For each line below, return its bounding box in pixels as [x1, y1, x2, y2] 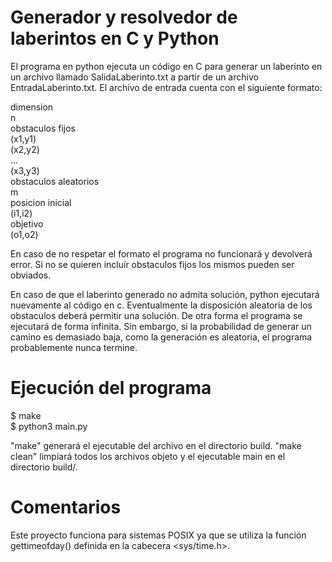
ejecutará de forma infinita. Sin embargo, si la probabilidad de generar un [10, 320, 312, 332]
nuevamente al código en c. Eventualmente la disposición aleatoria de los [10, 299, 313, 311]
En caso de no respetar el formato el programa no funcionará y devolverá [10, 247, 313, 260]
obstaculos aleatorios [10, 175, 100, 187]
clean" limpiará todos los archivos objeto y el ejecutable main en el [10, 450, 286, 462]
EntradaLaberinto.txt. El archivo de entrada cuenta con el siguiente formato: [10, 81, 323, 93]
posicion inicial [10, 196, 72, 208]
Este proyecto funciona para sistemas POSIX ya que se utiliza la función [10, 529, 307, 541]
